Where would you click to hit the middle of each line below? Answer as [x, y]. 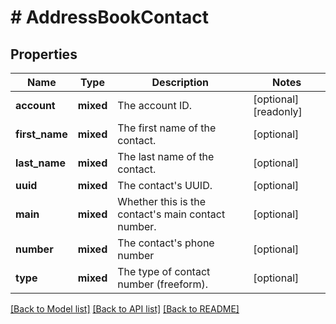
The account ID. [155, 105]
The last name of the [166, 156]
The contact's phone [166, 243]
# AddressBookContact [109, 17]
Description [180, 82]
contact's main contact [171, 214]
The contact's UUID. [165, 185]
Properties [44, 54]
